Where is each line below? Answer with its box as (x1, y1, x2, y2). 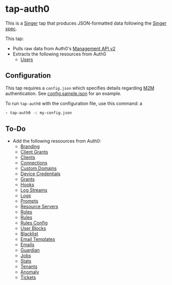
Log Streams (20, 187, 48, 193)
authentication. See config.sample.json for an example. (5, 90, 122, 97)
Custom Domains (20, 165, 57, 172)
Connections (20, 160, 48, 166)
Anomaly (20, 269, 39, 275)
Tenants (20, 263, 37, 270)
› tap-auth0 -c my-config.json (5, 110, 72, 116)
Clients (20, 155, 35, 161)
